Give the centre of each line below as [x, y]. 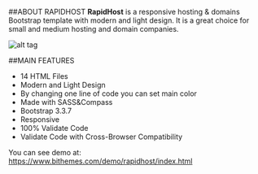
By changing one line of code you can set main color [109, 94]
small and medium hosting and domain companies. [94, 29]
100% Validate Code [54, 128]
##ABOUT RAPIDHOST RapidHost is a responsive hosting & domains [124, 12]
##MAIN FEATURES [42, 61]
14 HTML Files [44, 76]
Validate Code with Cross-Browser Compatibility [101, 137]
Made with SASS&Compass [66, 102]
